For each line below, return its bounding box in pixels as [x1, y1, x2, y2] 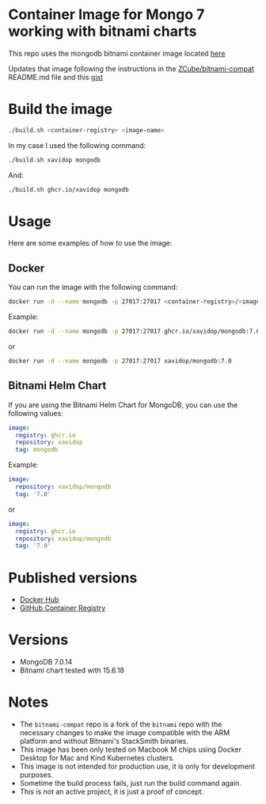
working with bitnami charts [8, 22, 197, 40]
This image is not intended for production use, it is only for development [19, 762, 256, 772]
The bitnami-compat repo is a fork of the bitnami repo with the [19, 719, 222, 730]
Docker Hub [19, 595, 59, 604]
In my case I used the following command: [8, 140, 146, 150]
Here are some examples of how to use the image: [8, 238, 173, 248]
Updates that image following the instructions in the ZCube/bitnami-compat [8, 63, 255, 73]
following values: [8, 408, 63, 417]
